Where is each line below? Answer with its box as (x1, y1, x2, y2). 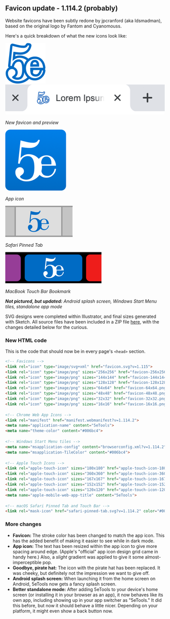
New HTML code (5, 337, 47, 344)
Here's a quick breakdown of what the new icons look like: (5, 32, 127, 39)
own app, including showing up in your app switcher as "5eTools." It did (12, 597, 162, 603)
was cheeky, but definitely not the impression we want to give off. (12, 570, 150, 576)
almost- (145, 553, 161, 560)
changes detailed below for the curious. (5, 324, 89, 330)
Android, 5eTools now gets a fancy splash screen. (12, 581, 117, 587)
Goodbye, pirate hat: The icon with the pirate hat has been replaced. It (12, 565, 160, 571)
